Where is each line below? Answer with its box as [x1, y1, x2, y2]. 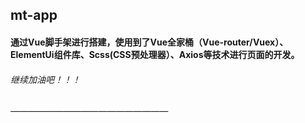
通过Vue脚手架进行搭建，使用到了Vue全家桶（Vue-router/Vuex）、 [10, 36, 289, 48]
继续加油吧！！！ [10, 73, 81, 85]
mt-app [10, 7, 58, 24]
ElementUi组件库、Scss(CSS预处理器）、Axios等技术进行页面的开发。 [10, 48, 300, 60]
